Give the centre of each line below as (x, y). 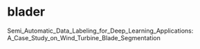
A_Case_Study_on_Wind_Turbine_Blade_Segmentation (84, 37)
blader (26, 12)
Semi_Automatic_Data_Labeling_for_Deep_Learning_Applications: (100, 31)
